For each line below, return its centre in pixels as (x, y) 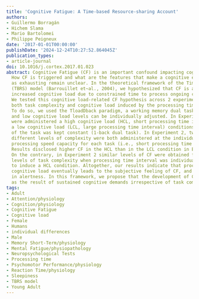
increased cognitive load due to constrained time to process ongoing (100, 94)
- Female (17, 221)
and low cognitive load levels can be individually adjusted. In (94, 116)
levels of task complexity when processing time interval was (90, 160)
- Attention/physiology (36, 199)
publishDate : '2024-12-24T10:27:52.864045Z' (62, 50)
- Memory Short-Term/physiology (46, 243)
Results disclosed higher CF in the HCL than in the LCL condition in (100, 149)
